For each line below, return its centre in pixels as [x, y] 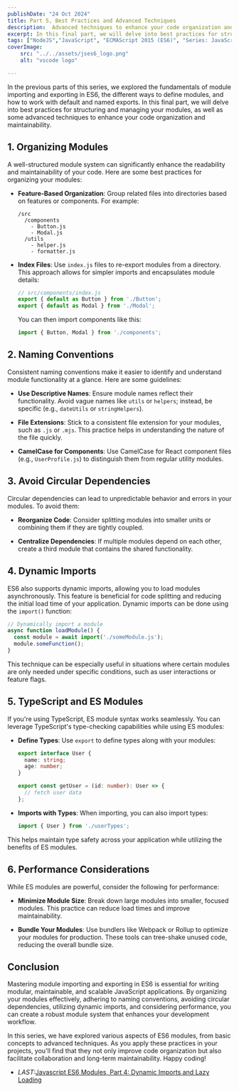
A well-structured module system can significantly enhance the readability [116, 164]
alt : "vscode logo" [49, 61]
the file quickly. [40, 437]
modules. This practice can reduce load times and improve [104, 908]
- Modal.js [47, 232]
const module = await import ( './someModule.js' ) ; [89, 637]
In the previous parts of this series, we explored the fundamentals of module [119, 87]
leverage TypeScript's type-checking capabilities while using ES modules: [116, 726]
